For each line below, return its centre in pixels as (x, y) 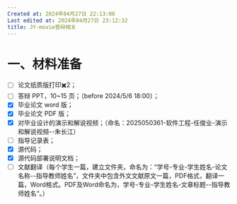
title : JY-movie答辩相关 (42, 27)
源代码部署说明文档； (48, 158)
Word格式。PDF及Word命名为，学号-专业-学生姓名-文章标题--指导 (127, 184)
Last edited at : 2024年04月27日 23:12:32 (68, 20)
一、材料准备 (45, 64)
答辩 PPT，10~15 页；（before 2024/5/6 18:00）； (88, 96)
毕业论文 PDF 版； (44, 114)
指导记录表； (36, 140)
